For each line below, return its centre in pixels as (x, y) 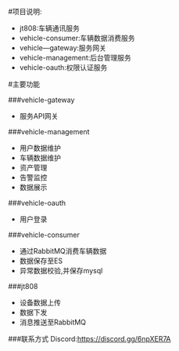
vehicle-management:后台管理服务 (75, 58)
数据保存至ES (41, 261)
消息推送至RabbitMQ (53, 322)
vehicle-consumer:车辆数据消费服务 (77, 38)
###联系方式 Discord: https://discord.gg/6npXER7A (89, 339)
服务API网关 (39, 116)
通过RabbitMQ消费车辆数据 (63, 251)
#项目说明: (25, 11)
